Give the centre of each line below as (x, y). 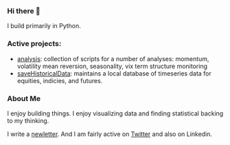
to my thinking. (28, 120)
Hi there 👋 (24, 11)
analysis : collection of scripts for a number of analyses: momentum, (113, 58)
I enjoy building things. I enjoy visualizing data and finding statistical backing (115, 113)
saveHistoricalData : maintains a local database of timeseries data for (114, 73)
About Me (24, 98)
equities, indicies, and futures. (60, 80)
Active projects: (34, 44)
